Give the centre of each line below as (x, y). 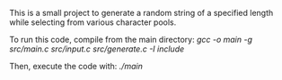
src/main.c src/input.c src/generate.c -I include (97, 49)
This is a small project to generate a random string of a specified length (141, 13)
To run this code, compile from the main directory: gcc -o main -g (131, 40)
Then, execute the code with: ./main (76, 66)
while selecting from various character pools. (93, 22)
